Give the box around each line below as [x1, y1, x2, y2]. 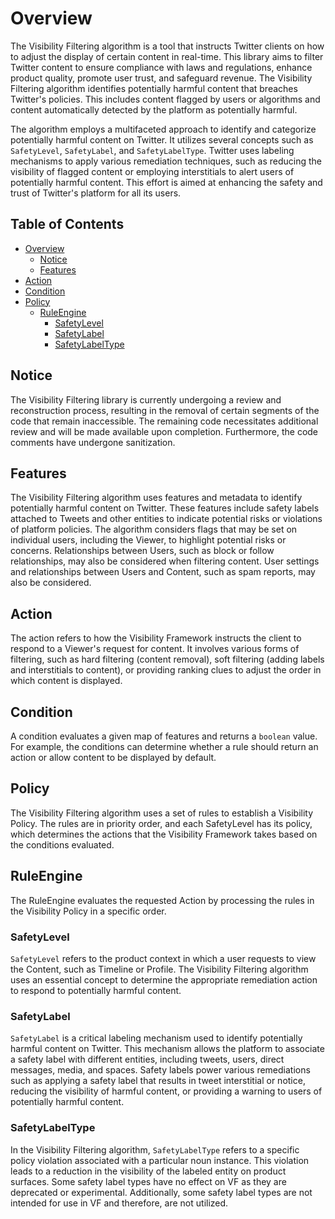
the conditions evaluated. [10, 838, 115, 851]
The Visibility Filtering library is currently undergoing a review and [10, 393, 282, 406]
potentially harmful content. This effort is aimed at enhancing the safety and [10, 176, 323, 188]
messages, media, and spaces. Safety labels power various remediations [10, 1064, 311, 1076]
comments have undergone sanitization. [10, 436, 176, 448]
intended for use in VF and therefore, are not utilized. [10, 1197, 229, 1209]
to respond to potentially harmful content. [10, 984, 182, 996]
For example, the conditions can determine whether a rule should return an [10, 741, 319, 752]
